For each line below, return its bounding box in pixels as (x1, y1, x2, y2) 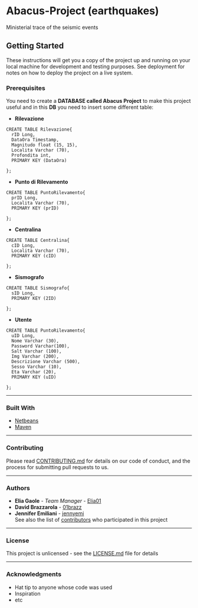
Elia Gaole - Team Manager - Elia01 (14, 497, 101, 504)
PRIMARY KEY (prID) (11, 205, 60, 211)
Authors (6, 484, 31, 492)
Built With (6, 403, 35, 412)
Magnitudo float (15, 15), (11, 142, 78, 148)
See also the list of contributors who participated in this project (14, 516, 168, 523)
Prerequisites (6, 84, 45, 92)
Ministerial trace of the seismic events (6, 24, 98, 31)
